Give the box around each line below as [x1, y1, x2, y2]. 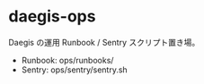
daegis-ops [8, 6, 96, 27]
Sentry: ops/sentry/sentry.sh [21, 64, 128, 75]
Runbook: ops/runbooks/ [21, 55, 114, 65]
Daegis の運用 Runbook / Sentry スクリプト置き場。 [8, 37, 200, 47]
